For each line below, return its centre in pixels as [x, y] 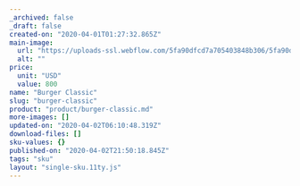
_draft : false [36, 26]
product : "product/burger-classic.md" [81, 109]
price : [21, 68]
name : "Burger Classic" [54, 92]
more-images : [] [39, 117]
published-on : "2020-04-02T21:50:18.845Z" [89, 150]
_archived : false [42, 17]
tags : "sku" [31, 159]
